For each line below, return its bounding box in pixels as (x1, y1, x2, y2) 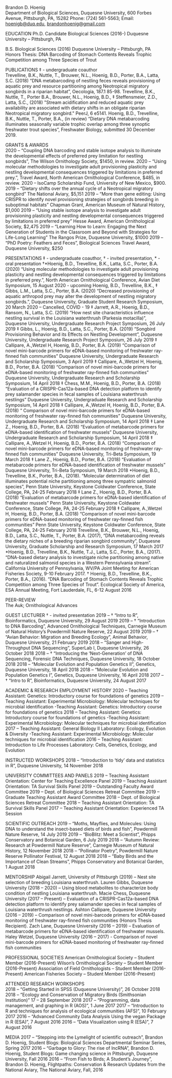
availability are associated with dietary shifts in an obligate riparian (5, 105, 146, 111)
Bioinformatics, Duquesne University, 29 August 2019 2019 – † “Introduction (5, 618, 165, 623)
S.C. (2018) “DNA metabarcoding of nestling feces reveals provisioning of (5, 78, 161, 83)
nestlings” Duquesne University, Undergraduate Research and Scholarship (5, 397, 163, 402)
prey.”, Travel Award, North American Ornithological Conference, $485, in (5, 175, 160, 181)
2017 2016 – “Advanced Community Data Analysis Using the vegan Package (5, 1014, 165, 1019)
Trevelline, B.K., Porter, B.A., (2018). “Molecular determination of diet (5, 473, 150, 479)
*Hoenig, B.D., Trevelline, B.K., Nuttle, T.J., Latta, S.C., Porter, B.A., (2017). (5, 549, 162, 555)
